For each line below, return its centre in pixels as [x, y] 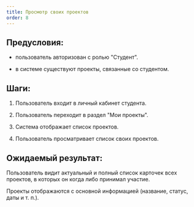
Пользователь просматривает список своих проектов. [87, 139]
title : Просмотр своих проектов [47, 12]
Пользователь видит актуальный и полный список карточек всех [92, 173]
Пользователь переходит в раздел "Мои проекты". [82, 115]
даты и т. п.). [23, 197]
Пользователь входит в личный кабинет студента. [81, 103]
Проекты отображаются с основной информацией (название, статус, [97, 191]
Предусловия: [35, 43]
